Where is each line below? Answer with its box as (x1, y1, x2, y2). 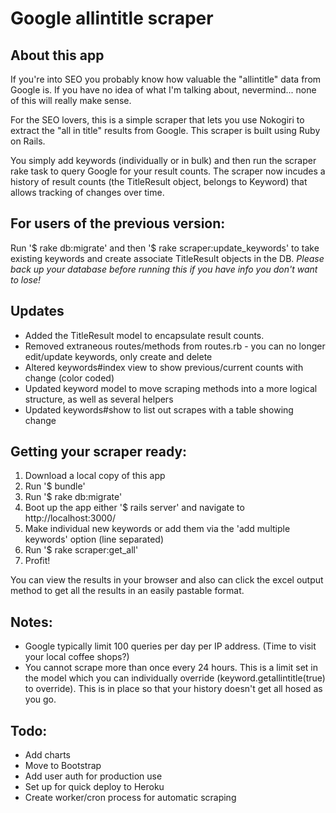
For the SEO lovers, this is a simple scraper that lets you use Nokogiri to (10, 114, 305, 126)
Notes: (10, 613, 53, 631)
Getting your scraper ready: (10, 443, 188, 461)
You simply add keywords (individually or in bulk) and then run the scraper (10, 155, 317, 166)
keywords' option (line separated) (24, 533, 164, 546)
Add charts (24, 749, 71, 761)
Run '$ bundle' (24, 480, 86, 492)
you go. (24, 693, 57, 706)
